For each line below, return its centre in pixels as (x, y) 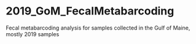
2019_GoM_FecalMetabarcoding (90, 11)
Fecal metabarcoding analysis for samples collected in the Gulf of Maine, (98, 28)
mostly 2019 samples (33, 34)
